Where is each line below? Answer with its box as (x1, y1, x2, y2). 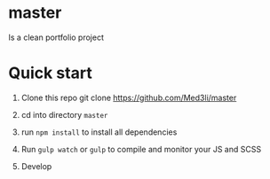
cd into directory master (20, 109, 108, 120)
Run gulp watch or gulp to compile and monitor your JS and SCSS (20, 144, 262, 154)
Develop (20, 160, 52, 171)
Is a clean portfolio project (8, 32, 104, 43)
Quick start (8, 63, 92, 83)
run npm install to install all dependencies (20, 127, 178, 137)
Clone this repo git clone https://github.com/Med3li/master (20, 92, 237, 103)
